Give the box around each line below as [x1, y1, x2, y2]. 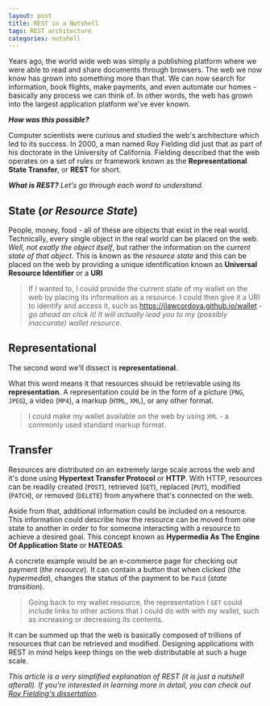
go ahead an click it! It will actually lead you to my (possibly [27, 310, 228, 320]
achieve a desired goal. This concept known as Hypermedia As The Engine [8, 532, 260, 541]
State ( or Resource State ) [8, 203, 139, 218]
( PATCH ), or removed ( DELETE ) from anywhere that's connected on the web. [8, 490, 254, 500]
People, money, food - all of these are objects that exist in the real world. [8, 225, 250, 235]
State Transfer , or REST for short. [8, 165, 122, 174]
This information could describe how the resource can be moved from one [8, 514, 255, 524]
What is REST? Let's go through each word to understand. [8, 181, 204, 190]
